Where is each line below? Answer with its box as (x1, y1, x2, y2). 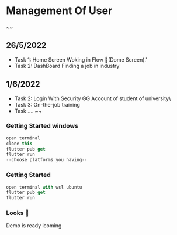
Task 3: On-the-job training (14, 101, 81, 108)
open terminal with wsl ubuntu (6, 184, 82, 190)
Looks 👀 (6, 209, 29, 217)
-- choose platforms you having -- (6, 157, 88, 163)
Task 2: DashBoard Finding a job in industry (14, 62, 120, 69)
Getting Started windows (6, 122, 79, 130)
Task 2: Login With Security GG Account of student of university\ (14, 95, 171, 102)
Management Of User (6, 4, 113, 18)
